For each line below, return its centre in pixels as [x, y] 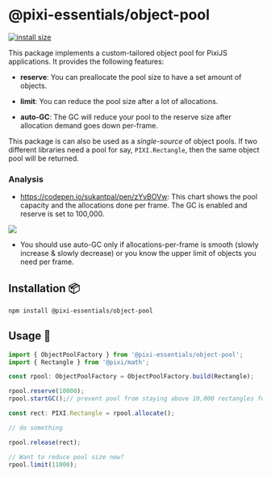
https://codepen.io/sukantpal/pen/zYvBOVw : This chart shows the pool [139, 197]
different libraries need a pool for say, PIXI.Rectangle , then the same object [134, 149]
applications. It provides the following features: [86, 61]
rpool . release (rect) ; [45, 442]
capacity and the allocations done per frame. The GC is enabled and [133, 205]
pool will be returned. [44, 158]
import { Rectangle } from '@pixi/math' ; [79, 362]
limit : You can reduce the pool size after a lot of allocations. [119, 101]
